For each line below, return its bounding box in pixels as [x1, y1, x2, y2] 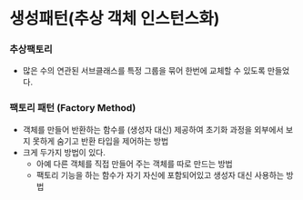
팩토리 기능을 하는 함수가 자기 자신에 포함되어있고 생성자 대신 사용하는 [35, 169, 285, 180]
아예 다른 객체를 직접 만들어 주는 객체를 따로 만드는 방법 [35, 158, 234, 169]
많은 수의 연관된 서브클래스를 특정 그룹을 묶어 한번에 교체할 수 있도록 [22, 65, 266, 76]
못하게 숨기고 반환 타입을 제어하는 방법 [32, 135, 169, 146]
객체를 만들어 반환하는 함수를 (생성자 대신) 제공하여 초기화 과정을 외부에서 [22, 124, 284, 135]
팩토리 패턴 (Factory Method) [9, 102, 136, 115]
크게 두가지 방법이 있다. [22, 146, 106, 157]
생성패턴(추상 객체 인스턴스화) [9, 8, 220, 29]
